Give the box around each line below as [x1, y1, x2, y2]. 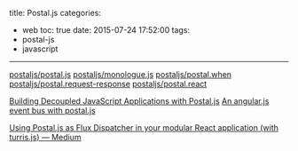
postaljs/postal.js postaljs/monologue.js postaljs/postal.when [9, 69, 232, 79]
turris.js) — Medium [9, 132, 82, 142]
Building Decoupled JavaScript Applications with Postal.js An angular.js [9, 96, 270, 106]
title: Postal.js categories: [9, 8, 102, 18]
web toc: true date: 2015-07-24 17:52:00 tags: [21, 25, 191, 35]
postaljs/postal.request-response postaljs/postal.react [9, 79, 208, 89]
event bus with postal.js [9, 106, 96, 115]
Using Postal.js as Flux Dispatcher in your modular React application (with [9, 123, 279, 132]
